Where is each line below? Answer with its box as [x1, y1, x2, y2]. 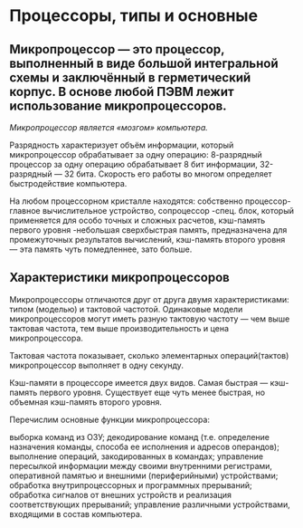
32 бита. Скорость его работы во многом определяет [64, 168, 273, 179]
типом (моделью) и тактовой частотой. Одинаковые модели [9, 303, 243, 314]
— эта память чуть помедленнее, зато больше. [9, 244, 193, 254]
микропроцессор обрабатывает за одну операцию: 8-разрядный [9, 149, 262, 159]
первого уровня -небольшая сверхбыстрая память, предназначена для [9, 225, 288, 235]
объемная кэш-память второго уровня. [9, 396, 163, 408]
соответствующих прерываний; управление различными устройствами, [9, 499, 291, 510]
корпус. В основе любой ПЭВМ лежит [9, 83, 234, 100]
